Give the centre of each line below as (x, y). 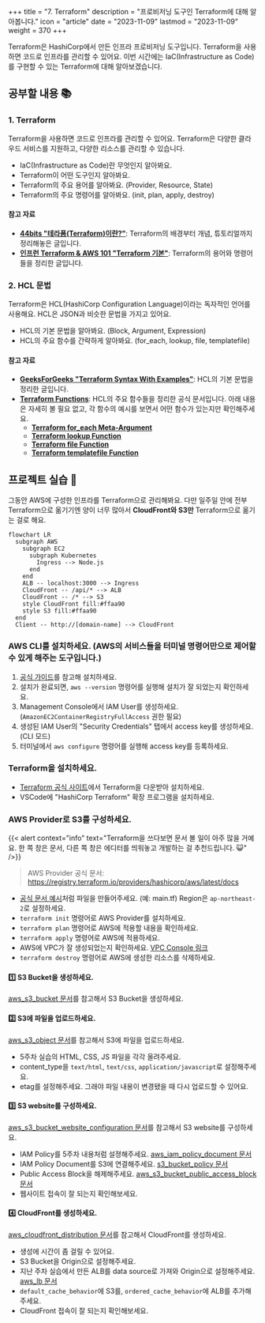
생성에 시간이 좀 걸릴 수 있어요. (67, 1251)
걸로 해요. (31, 520)
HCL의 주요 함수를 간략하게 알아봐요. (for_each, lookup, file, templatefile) (135, 341)
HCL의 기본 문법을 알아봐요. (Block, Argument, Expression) (113, 331)
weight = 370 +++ (37, 30)
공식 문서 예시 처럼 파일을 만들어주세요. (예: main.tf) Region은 (114, 899)
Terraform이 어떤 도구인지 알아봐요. (75, 175)
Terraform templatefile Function (85, 453)
